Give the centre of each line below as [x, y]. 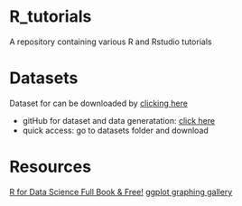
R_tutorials [51, 17]
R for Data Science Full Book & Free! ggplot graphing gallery [121, 192]
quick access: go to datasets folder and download [116, 130]
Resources [51, 167]
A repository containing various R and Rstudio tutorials [111, 42]
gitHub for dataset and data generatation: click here [118, 120]
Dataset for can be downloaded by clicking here [98, 103]
